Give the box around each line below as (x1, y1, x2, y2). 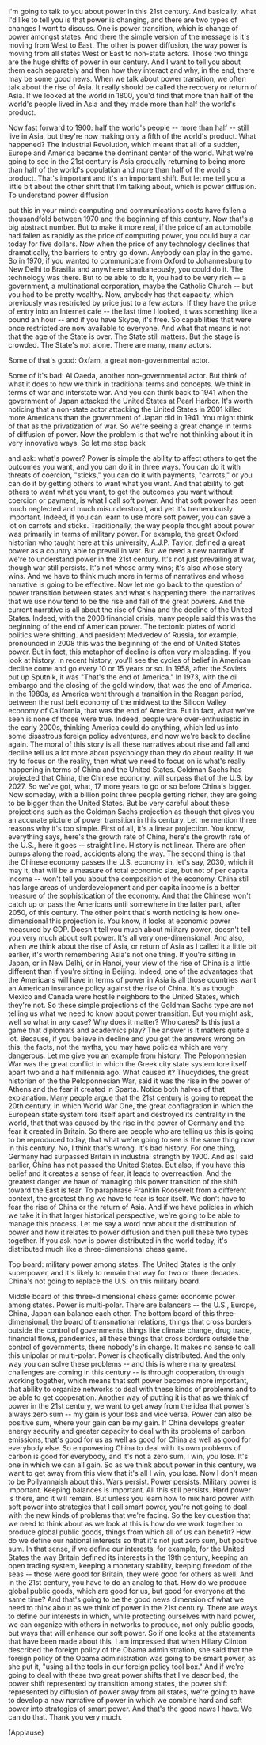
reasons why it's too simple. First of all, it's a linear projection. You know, (8, 823, 245, 833)
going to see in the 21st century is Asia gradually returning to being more (8, 157, 245, 165)
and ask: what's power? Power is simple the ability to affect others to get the (8, 454, 258, 462)
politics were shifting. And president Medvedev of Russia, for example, (8, 630, 239, 640)
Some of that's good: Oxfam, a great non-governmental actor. (8, 355, 211, 365)
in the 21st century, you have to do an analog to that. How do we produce (8, 1578, 247, 1587)
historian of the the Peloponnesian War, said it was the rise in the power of (8, 1076, 251, 1085)
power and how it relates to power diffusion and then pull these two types (8, 1227, 249, 1237)
